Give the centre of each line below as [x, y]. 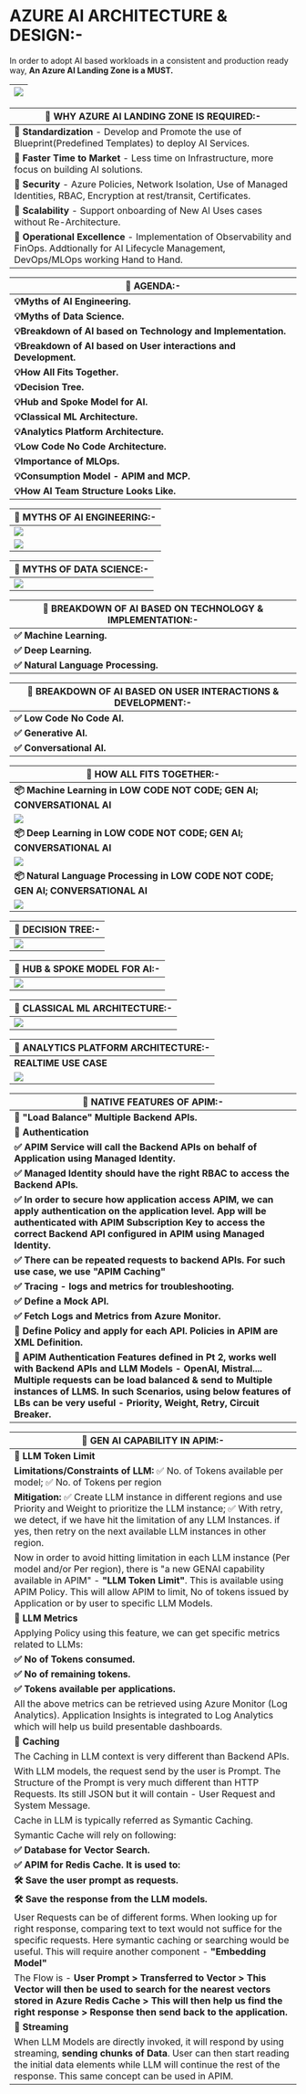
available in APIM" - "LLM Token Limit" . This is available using [149, 1580]
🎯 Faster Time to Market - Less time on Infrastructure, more [144, 158]
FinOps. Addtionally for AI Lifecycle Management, [120, 248]
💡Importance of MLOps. [67, 460]
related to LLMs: [49, 1644]
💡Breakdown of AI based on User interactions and [125, 345]
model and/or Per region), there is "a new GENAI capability [140, 1569]
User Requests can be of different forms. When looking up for [146, 1917]
